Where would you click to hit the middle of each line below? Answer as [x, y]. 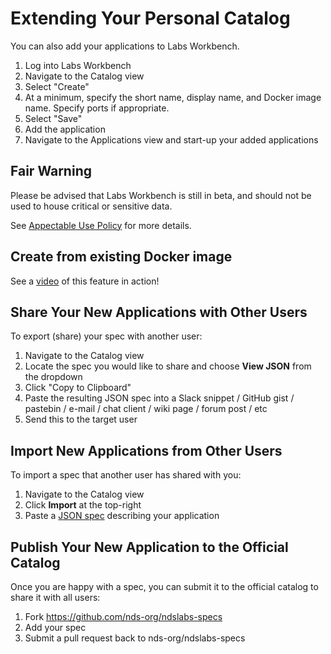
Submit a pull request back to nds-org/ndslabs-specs [135, 638]
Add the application [65, 129]
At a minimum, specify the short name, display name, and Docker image [173, 97]
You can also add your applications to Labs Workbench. [125, 46]
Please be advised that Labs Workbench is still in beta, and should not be [161, 195]
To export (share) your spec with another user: [106, 336]
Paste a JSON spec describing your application [122, 516]
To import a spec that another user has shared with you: [126, 475]
